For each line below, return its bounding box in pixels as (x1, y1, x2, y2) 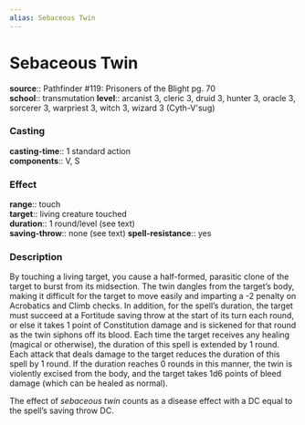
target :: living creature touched (9, 209, 128, 220)
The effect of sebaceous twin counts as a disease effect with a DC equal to (9, 396, 293, 407)
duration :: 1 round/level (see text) (9, 218, 135, 229)
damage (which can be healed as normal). (9, 378, 169, 389)
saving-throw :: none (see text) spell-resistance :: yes (9, 228, 212, 239)
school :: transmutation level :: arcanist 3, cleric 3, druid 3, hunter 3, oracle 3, (9, 92, 296, 103)
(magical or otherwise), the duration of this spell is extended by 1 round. (9, 339, 280, 350)
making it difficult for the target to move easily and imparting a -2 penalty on (9, 291, 297, 302)
